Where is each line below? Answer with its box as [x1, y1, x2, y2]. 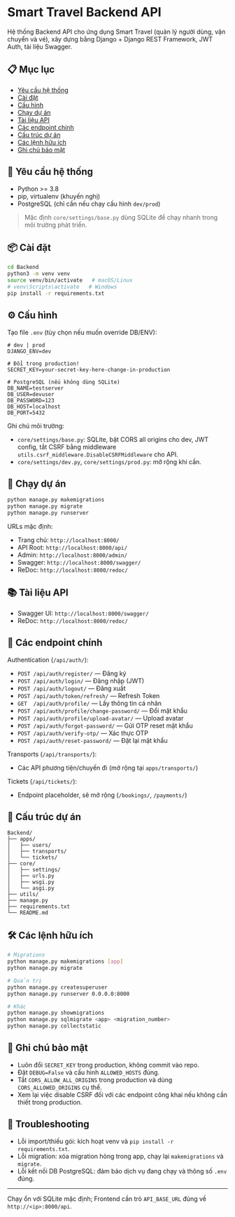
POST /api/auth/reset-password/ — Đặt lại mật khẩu [17, 736, 168, 744]
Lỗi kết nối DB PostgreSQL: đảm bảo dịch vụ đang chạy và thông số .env [17, 1166, 227, 1175]
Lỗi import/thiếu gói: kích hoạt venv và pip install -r [17, 1137, 174, 1145]
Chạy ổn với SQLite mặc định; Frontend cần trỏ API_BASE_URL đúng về [7, 1195, 206, 1203]
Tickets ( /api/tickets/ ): [7, 777, 78, 785]
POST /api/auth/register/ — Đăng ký [17, 669, 127, 678]
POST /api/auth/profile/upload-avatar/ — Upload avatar [17, 713, 184, 722]
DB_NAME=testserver [7, 384, 64, 392]
